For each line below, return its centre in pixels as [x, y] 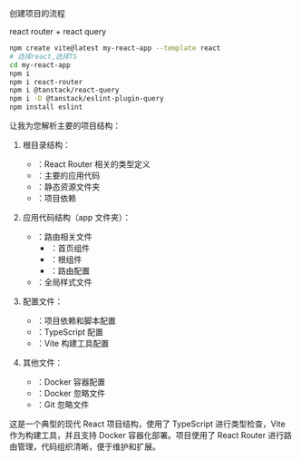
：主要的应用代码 [68, 176]
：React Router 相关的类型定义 [93, 164]
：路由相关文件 [64, 237]
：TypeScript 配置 [70, 332]
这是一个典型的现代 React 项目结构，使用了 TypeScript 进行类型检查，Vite [147, 424]
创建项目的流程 [37, 13]
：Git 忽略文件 [62, 405]
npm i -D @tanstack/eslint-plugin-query [87, 99]
